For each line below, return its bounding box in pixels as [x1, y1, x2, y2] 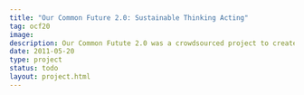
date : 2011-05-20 [9, 47, 75, 56]
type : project [9, 55, 63, 64]
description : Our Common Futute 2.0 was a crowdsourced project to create [9, 38, 298, 48]
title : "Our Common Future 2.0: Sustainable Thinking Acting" [9, 13, 249, 23]
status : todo [9, 64, 59, 73]
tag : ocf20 [9, 22, 51, 31]
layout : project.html [9, 72, 91, 81]
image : [9, 30, 34, 39]
